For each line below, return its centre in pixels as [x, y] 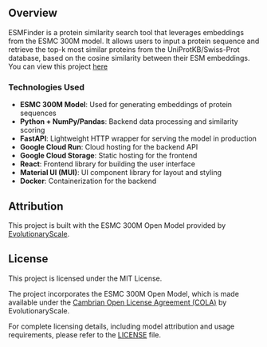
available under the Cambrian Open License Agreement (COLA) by [118, 302]
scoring [32, 130]
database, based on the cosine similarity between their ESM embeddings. [129, 58]
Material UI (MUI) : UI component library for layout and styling [120, 173]
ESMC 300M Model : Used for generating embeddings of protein [126, 105]
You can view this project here [58, 66]
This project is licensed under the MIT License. [85, 278]
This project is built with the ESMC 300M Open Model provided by [117, 225]
